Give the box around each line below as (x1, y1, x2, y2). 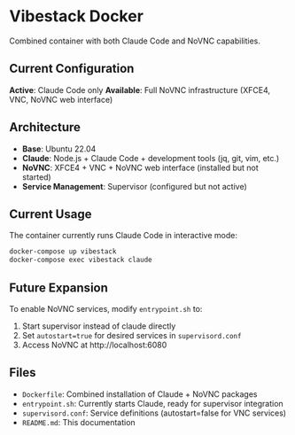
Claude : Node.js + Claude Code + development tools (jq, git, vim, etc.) (21, 152, 280, 163)
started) (21, 171, 51, 183)
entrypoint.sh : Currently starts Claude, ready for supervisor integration (21, 398, 283, 408)
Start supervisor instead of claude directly (21, 321, 176, 331)
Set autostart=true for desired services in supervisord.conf (21, 330, 242, 340)
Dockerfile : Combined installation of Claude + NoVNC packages (21, 388, 258, 400)
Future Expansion (9, 280, 109, 295)
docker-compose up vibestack (9, 247, 117, 256)
